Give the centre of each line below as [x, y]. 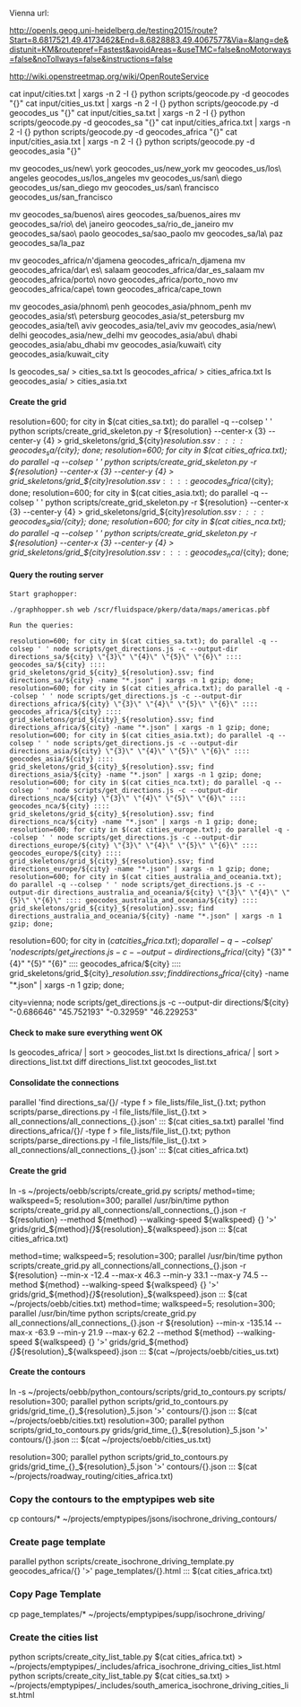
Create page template [57, 1542]
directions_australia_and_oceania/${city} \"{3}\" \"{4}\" [166, 893]
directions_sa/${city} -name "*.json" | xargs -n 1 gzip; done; [132, 680]
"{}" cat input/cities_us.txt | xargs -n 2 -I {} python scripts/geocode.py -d [144, 103]
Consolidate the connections [64, 1082]
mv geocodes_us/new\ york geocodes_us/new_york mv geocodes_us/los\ [146, 168]
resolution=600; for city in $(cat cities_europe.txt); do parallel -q [146, 830]
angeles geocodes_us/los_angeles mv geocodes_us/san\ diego [126, 178]
